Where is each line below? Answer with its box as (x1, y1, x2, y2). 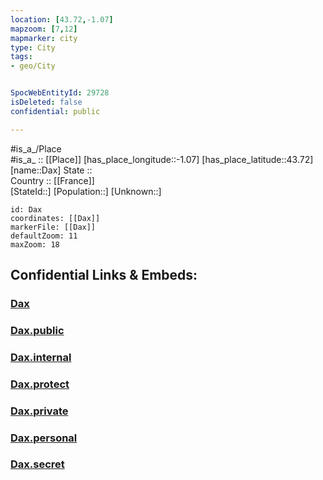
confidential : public (10, 106, 101, 116)
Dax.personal (10, 431, 78, 445)
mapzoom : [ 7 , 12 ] (10, 24, 78, 34)
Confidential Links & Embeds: (10, 267, 198, 284)
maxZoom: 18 (10, 239, 60, 250)
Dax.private (10, 404, 69, 418)
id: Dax (10, 204, 43, 215)
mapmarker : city (10, 33, 78, 43)
